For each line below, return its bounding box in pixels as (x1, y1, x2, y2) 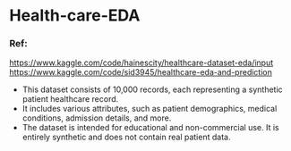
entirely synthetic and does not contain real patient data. (21, 131, 231, 143)
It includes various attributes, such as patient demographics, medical (21, 104, 278, 114)
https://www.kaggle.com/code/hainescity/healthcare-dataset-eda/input (9, 57, 274, 68)
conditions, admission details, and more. (21, 113, 172, 123)
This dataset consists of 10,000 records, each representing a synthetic (21, 84, 284, 95)
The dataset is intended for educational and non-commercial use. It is (21, 122, 279, 133)
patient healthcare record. (21, 94, 119, 105)
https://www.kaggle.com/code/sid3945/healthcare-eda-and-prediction (9, 67, 273, 78)
